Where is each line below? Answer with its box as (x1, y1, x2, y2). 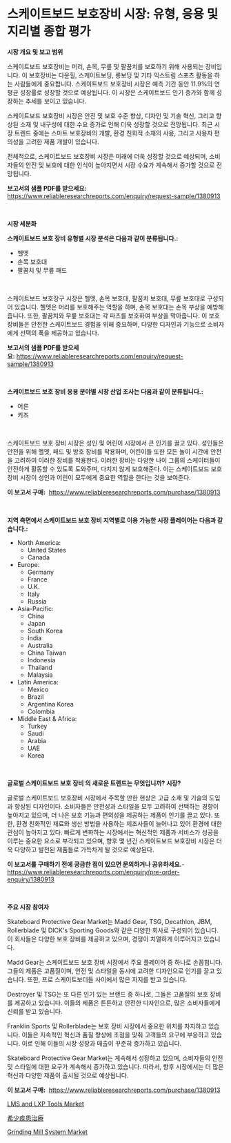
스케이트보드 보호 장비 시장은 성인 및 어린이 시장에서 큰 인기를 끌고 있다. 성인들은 (7, 439, 224, 447)
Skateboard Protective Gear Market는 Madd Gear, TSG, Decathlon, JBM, (7, 917, 212, 925)
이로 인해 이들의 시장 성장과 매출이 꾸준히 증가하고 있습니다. (21, 1039, 182, 1047)
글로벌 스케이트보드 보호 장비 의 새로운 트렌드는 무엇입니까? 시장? (7, 778, 181, 787)
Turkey (27, 722, 48, 730)
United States (27, 546, 67, 554)
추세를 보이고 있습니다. (25, 97, 87, 105)
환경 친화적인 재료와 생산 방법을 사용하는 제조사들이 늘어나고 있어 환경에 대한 (16, 819, 223, 827)
